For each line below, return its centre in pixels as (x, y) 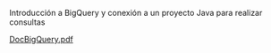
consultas (27, 22)
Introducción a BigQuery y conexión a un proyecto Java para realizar (136, 13)
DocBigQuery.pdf (41, 39)
